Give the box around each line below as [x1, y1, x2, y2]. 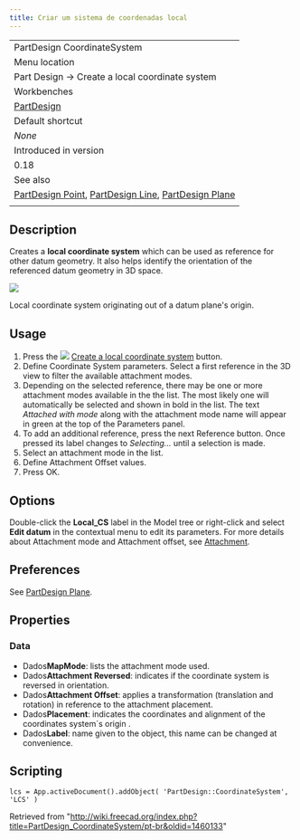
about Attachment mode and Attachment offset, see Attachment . [9, 536, 250, 548]
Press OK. [22, 467, 61, 478]
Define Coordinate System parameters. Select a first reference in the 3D [22, 361, 291, 372]
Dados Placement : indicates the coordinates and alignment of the [22, 708, 266, 720]
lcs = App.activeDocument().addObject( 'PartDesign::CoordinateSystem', [9, 787, 289, 797]
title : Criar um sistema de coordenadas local [9, 13, 188, 23]
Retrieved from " [9, 811, 70, 822]
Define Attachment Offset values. [22, 457, 147, 468]
